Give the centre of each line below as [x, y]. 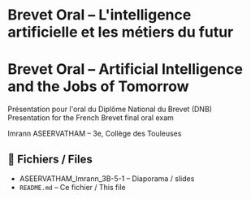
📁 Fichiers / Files [50, 159]
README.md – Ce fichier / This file [73, 187]
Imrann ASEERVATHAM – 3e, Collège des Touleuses [95, 134]
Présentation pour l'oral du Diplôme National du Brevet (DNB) [110, 109]
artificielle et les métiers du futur [121, 32]
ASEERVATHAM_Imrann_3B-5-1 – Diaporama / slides [107, 178]
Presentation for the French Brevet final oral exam [91, 118]
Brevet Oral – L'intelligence [100, 15]
